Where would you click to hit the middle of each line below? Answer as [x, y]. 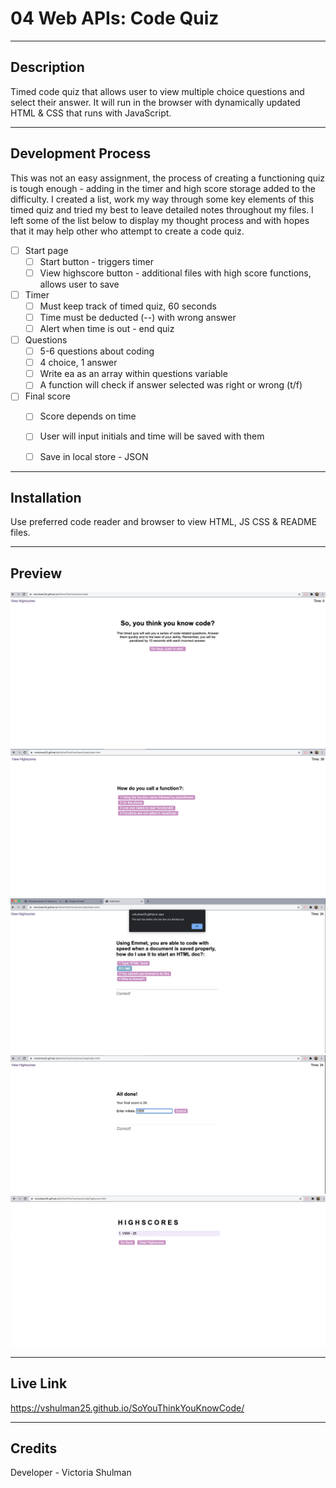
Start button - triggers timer [96, 261]
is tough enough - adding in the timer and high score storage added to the [163, 188]
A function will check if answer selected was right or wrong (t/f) [171, 385]
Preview [36, 573]
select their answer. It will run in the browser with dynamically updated [155, 102]
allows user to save [79, 284]
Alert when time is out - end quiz [107, 328]
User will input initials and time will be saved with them [152, 436]
